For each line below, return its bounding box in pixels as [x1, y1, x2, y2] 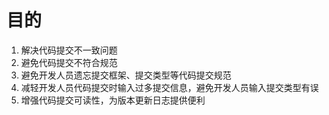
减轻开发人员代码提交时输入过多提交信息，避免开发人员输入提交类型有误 [20, 81, 319, 93]
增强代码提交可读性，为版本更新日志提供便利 [20, 94, 206, 106]
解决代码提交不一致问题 [20, 44, 118, 56]
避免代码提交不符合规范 [20, 56, 118, 68]
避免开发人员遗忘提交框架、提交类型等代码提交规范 [20, 69, 232, 81]
